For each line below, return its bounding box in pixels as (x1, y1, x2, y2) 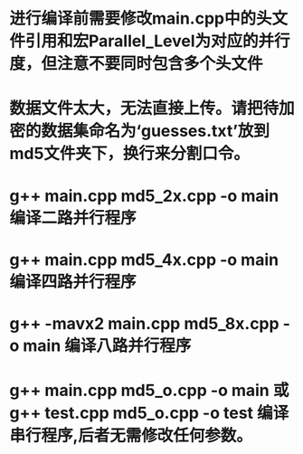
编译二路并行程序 (9, 207, 137, 228)
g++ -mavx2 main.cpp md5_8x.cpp (9, 313, 279, 334)
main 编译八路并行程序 (22, 336, 192, 355)
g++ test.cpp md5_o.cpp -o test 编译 (9, 403, 289, 423)
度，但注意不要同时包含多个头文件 (9, 53, 264, 74)
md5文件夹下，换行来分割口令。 (9, 144, 251, 164)
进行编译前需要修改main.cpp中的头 (9, 8, 272, 29)
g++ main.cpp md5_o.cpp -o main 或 (9, 381, 289, 401)
